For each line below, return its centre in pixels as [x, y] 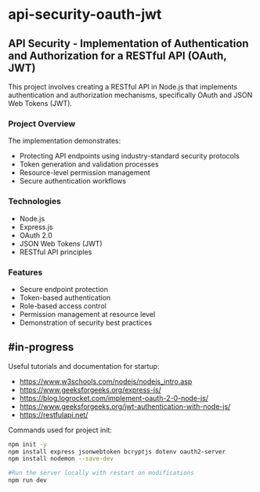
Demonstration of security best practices [86, 323]
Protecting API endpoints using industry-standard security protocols [130, 156]
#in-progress [41, 347]
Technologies [34, 202]
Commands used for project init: [60, 430]
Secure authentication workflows [73, 181]
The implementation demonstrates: [65, 141]
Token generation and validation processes [89, 164]
